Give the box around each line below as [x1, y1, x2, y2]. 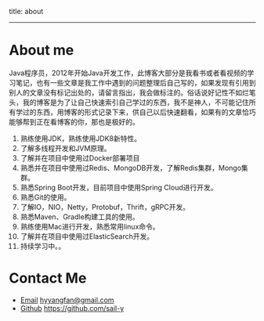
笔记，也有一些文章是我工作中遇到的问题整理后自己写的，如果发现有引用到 [15, 78, 256, 87]
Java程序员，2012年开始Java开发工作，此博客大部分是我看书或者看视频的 [9, 68, 248, 78]
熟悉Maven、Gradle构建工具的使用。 [20, 211, 139, 222]
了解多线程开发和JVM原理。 [20, 143, 112, 153]
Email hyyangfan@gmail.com [20, 295, 114, 305]
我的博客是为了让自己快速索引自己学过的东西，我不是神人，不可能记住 [22, 97, 249, 106]
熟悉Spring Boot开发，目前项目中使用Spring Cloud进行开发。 [20, 182, 218, 192]
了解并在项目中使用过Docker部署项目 [20, 153, 140, 163]
